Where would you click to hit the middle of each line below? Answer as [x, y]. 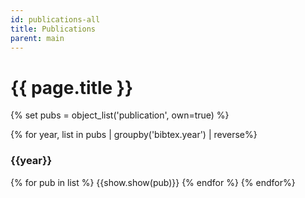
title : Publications [53, 29]
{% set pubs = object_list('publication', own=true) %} [120, 115]
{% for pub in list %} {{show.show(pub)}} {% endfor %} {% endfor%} [153, 182]
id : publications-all [55, 19]
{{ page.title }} [72, 87]
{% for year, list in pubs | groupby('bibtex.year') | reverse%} [134, 135]
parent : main [37, 38]
